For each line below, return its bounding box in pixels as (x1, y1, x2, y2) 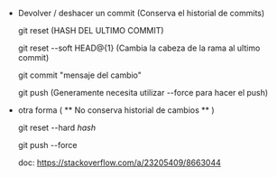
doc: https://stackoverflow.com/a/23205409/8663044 (17, 157, 221, 168)
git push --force (17, 140, 78, 150)
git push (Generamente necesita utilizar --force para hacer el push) (17, 88, 269, 98)
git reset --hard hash (17, 122, 97, 133)
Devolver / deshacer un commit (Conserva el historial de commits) (17, 8, 265, 18)
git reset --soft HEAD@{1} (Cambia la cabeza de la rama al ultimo (17, 42, 261, 53)
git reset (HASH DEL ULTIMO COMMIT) (17, 25, 164, 35)
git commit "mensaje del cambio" (17, 70, 143, 80)
